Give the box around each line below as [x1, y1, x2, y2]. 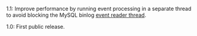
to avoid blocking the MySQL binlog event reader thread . [6, 11, 147, 19]
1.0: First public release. [6, 23, 65, 30]
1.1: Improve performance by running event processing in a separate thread [6, 5, 192, 12]
